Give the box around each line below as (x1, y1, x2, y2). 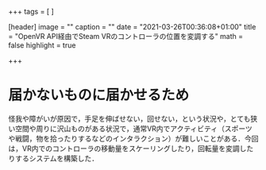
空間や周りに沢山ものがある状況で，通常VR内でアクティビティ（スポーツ (14, 123, 253, 133)
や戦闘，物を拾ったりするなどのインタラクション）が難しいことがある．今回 (8, 133, 259, 143)
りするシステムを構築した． (8, 153, 99, 163)
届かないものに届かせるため (8, 87, 190, 104)
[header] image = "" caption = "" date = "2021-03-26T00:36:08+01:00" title (8, 22, 256, 31)
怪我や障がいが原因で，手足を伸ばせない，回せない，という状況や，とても (8, 114, 251, 123)
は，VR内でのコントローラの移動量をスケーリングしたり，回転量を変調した (8, 143, 254, 153)
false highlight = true (8, 41, 76, 50)
